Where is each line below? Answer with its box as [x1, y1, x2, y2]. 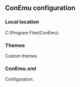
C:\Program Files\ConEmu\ [5, 29, 59, 36]
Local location [5, 19, 40, 25]
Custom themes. [5, 53, 38, 59]
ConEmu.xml [5, 65, 37, 72]
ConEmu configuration [5, 4, 76, 12]
